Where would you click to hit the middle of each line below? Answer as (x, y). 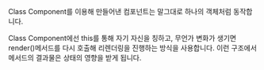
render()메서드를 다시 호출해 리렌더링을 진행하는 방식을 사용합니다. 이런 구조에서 (133, 48)
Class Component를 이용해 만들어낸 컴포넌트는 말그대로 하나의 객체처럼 (120, 11)
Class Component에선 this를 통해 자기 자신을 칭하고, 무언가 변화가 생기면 (122, 38)
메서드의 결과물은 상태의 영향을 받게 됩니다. (75, 58)
